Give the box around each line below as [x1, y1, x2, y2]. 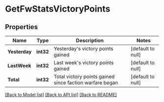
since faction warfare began [53, 79, 118, 86]
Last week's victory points [53, 59, 114, 66]
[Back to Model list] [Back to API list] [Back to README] [5, 92, 117, 98]
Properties [5, 23, 38, 31]
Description [76, 37, 104, 44]
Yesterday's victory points [53, 45, 114, 52]
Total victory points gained [53, 73, 115, 80]
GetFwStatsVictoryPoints [5, 3, 111, 15]
